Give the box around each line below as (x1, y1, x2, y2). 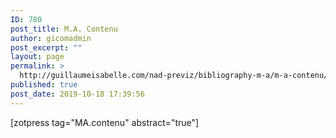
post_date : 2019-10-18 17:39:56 (10, 89, 145, 99)
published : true (10, 80, 78, 90)
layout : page (10, 52, 65, 62)
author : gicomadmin (10, 33, 92, 43)
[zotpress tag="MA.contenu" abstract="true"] (10, 116, 200, 128)
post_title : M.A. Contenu (10, 24, 118, 34)
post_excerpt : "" (10, 42, 83, 53)
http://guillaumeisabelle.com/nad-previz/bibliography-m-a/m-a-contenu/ (19, 71, 329, 81)
